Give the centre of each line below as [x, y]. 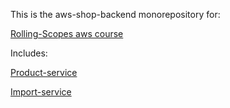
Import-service [41, 92]
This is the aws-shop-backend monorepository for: [115, 14]
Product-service [44, 72]
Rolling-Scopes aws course [67, 33]
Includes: [29, 53]
